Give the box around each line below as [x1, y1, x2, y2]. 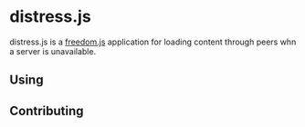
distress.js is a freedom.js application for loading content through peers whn [9, 36, 297, 47]
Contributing [9, 103, 84, 119]
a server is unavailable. [9, 45, 97, 56]
